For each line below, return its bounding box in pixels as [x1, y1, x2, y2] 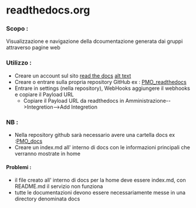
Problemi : [6, 163, 32, 170]
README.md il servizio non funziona [14, 183, 103, 190]
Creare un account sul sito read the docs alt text [14, 72, 131, 79]
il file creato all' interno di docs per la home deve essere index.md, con [14, 177, 186, 184]
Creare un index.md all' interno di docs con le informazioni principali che [14, 144, 191, 151]
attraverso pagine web [6, 44, 60, 51]
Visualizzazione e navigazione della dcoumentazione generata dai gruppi [6, 38, 183, 45]
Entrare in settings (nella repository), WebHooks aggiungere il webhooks [14, 85, 191, 92]
